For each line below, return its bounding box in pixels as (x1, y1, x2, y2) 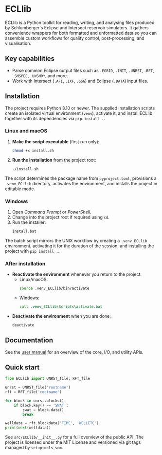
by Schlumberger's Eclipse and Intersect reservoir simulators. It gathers (5, 24, 149, 30)
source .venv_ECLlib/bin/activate (19, 286, 90, 291)
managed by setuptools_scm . (5, 445, 63, 451)
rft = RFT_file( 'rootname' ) (5, 390, 62, 394)
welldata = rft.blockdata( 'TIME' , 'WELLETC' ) (5, 421, 99, 426)
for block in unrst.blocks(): (5, 398, 67, 403)
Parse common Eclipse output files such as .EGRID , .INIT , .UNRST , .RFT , (12, 67, 154, 73)
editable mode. (5, 186, 36, 192)
